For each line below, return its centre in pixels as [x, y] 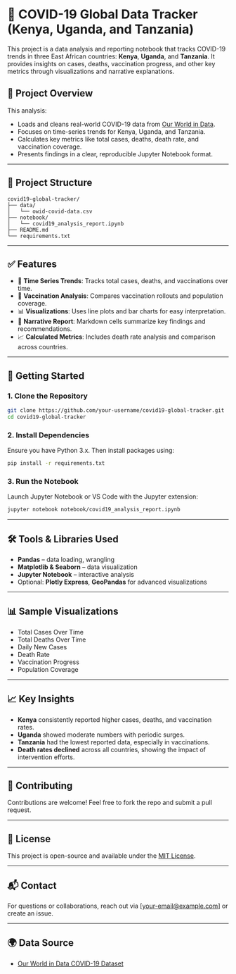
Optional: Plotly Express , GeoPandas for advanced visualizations [112, 582]
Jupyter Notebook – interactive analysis [76, 574]
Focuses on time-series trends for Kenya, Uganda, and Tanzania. [111, 131]
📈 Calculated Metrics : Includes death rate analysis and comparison [116, 337]
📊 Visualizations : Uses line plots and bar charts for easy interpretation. [122, 311]
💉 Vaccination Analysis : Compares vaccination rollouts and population [120, 296]
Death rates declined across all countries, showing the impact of [111, 749]
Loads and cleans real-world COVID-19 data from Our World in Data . [116, 124]
